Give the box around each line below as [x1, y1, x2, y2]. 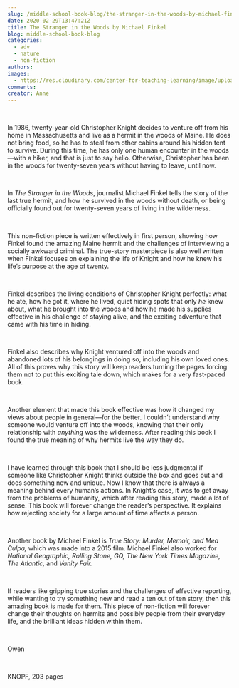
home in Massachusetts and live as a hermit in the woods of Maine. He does [7, 131, 231, 140]
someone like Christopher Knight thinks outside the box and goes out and [7, 471, 223, 480]
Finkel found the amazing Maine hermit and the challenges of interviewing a [7, 240, 230, 248]
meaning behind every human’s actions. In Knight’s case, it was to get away [7, 486, 229, 495]
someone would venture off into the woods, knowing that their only [7, 421, 204, 429]
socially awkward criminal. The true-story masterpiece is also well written [7, 247, 223, 255]
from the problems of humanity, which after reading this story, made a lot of [7, 493, 230, 503]
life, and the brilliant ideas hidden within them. [7, 617, 142, 626]
